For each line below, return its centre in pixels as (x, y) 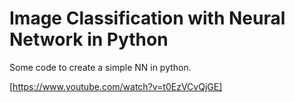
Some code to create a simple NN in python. (100, 67)
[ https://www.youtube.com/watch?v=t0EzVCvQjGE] (116, 86)
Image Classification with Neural (147, 18)
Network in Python (89, 39)
